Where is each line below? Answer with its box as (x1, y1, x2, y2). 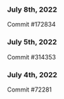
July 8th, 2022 (7, 5, 57, 14)
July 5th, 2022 (7, 38, 57, 47)
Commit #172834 (7, 20, 56, 29)
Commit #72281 (7, 85, 52, 94)
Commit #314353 (7, 53, 56, 61)
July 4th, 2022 (7, 70, 58, 79)
